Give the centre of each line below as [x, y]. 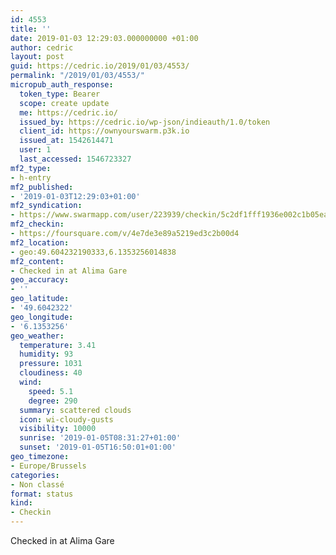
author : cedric [42, 47]
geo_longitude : [42, 317]
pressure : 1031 [51, 364]
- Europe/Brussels [48, 466]
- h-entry [31, 177]
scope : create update [64, 103]
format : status [42, 494]
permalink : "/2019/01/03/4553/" [77, 76]
